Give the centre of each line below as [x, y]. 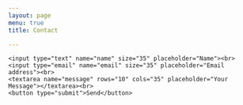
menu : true [26, 23]
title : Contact [33, 30]
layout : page [30, 15]
